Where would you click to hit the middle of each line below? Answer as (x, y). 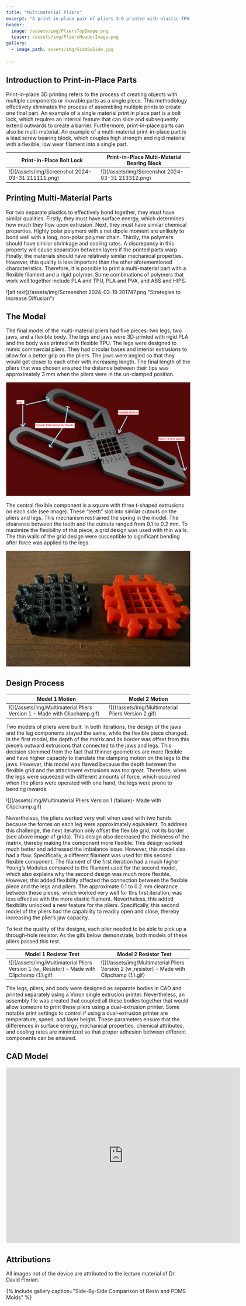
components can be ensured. (41, 1038)
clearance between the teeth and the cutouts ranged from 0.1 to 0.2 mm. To (97, 524)
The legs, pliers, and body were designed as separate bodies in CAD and (94, 988)
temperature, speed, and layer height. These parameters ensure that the (93, 1019)
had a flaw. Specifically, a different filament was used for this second (89, 855)
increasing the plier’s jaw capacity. (48, 918)
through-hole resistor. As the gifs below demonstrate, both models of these (97, 935)
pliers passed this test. (33, 941)
